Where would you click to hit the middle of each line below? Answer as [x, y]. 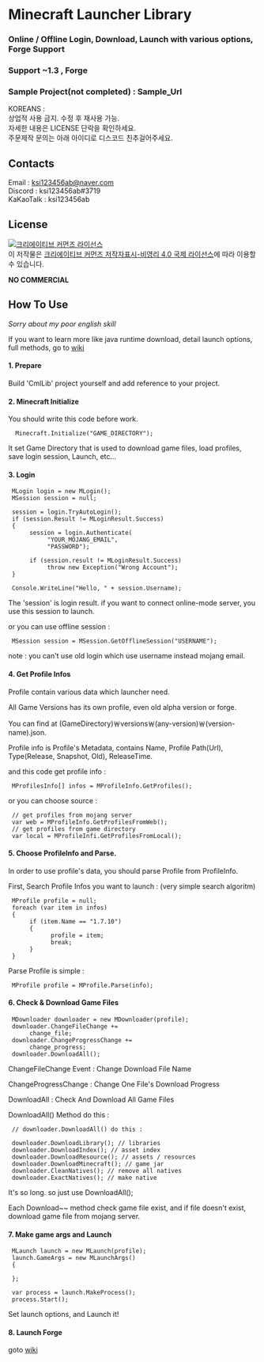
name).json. [28, 732]
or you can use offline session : [59, 627]
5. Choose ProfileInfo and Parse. [62, 853]
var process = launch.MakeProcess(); [74, 1293]
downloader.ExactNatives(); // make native [84, 1178]
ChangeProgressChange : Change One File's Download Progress [114, 1084]
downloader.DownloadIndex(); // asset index [86, 1150]
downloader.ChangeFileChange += [65, 1026]
